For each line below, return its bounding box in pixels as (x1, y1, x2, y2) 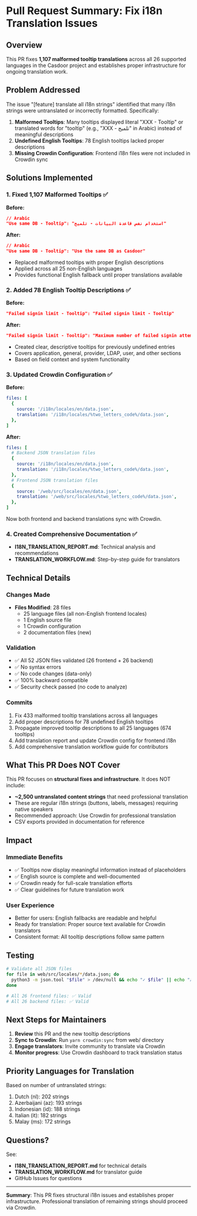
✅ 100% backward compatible (14, 677, 89, 684)
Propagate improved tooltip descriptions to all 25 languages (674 (14, 724, 172, 731)
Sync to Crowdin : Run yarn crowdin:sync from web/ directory (14, 1037, 164, 1044)
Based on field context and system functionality (14, 356, 130, 363)
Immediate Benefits (6, 853, 63, 861)
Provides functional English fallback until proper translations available (14, 272, 183, 278)
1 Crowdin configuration (23, 623, 81, 630)
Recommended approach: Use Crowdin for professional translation (14, 812, 176, 819)
